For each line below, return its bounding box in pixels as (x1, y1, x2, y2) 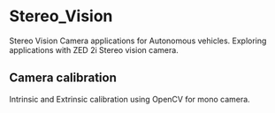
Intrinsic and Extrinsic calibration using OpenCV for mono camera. (9, 94, 250, 104)
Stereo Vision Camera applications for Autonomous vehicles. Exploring (9, 35, 267, 46)
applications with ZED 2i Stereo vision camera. (9, 44, 179, 55)
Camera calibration (9, 71, 117, 86)
